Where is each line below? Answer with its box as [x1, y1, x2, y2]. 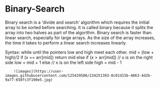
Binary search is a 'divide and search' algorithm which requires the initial [5, 19, 150, 25]
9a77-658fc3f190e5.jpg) [5, 77, 53, 82]
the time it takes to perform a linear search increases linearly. [5, 40, 127, 45]
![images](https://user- [14, 69, 64, 73]
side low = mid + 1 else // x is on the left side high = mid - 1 [5, 59, 122, 65]
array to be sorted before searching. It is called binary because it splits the [5, 24, 154, 30]
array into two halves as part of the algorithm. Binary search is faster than [5, 29, 152, 35]
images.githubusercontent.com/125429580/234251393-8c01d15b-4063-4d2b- [5, 73, 152, 78]
